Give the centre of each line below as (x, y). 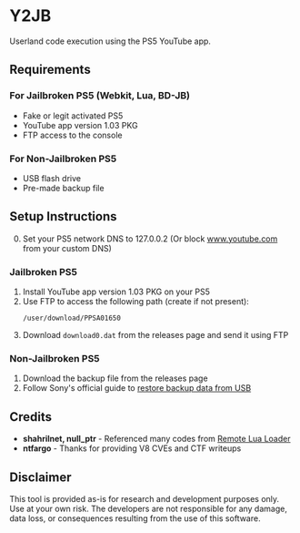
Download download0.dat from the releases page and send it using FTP (155, 335)
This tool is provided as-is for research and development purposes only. (145, 498)
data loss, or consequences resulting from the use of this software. (135, 518)
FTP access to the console (72, 135)
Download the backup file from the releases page (115, 378)
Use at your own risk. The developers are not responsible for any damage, (149, 508)
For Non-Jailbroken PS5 (63, 159)
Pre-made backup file (63, 188)
